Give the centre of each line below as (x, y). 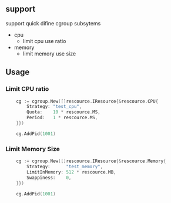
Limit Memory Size (33, 149)
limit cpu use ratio (44, 41)
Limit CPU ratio (27, 89)
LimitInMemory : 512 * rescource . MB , (71, 172)
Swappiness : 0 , (49, 178)
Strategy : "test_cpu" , (54, 107)
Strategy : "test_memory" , (65, 166)
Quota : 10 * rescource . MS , (63, 112)
